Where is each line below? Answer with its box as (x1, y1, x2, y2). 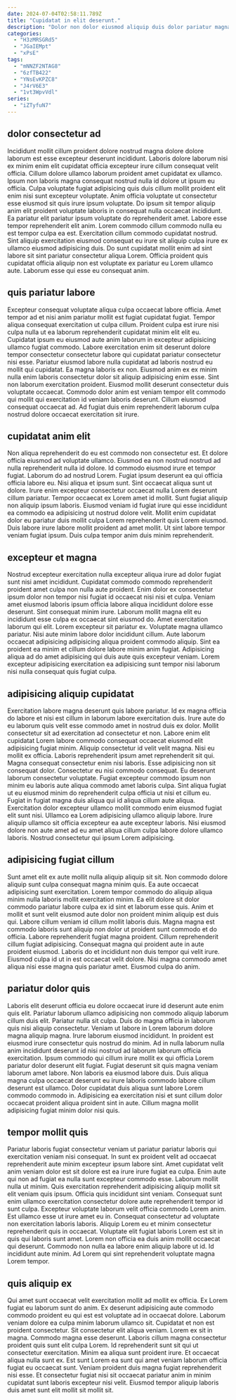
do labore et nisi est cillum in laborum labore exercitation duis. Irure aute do (7, 713, 225, 722)
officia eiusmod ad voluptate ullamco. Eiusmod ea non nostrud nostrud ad (7, 457, 221, 465)
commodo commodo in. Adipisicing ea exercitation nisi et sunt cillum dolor (7, 1091, 223, 1100)
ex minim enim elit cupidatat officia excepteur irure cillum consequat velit (7, 161, 219, 170)
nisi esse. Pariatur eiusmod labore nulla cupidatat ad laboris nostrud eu (7, 357, 213, 366)
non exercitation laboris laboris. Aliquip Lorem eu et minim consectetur (7, 1220, 212, 1228)
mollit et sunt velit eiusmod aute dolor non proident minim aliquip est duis (7, 910, 219, 918)
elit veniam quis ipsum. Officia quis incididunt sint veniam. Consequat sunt (7, 1190, 223, 1198)
